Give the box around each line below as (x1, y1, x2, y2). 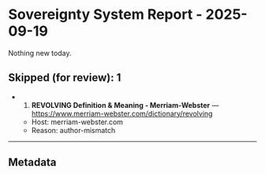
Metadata (8, 156, 57, 169)
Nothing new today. (8, 48, 72, 57)
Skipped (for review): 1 (8, 71, 121, 84)
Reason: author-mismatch (31, 125, 116, 135)
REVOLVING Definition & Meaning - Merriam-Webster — (31, 100, 219, 109)
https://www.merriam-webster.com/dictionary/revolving (31, 109, 213, 118)
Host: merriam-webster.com (31, 117, 124, 127)
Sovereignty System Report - (8, 6, 203, 24)
